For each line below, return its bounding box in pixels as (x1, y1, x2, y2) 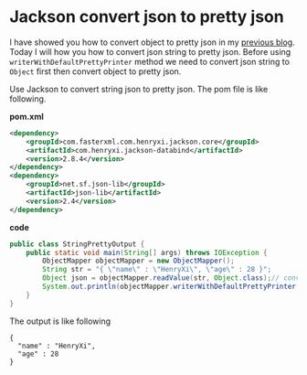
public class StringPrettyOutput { (9, 240, 145, 249)
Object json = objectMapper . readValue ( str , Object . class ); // (42, 273, 281, 283)
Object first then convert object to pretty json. (9, 66, 182, 77)
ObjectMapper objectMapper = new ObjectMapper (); (42, 256, 235, 266)
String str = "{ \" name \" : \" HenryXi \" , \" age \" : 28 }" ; (42, 265, 272, 274)
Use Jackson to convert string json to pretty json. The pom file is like (9, 83, 269, 94)
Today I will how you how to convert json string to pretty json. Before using (9, 46, 291, 57)
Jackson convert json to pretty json (9, 6, 285, 27)
